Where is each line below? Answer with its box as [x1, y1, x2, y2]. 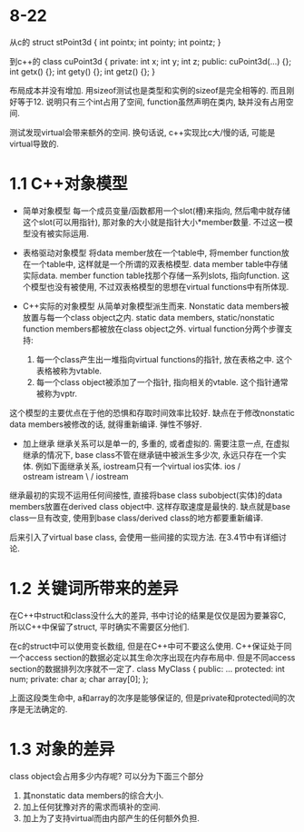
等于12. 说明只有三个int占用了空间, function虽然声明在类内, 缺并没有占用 [16, 96, 286, 107]
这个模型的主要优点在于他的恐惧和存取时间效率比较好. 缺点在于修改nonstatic [9, 407, 295, 418]
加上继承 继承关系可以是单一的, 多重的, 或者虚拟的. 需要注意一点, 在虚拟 [22, 438, 290, 449]
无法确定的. [25, 703, 68, 714]
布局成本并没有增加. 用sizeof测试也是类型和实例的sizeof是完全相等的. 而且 [9, 84, 288, 95]
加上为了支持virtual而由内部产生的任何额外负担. [22, 812, 200, 823]
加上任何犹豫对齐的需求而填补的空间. [22, 801, 161, 812]
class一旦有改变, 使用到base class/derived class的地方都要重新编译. [9, 512, 263, 523]
